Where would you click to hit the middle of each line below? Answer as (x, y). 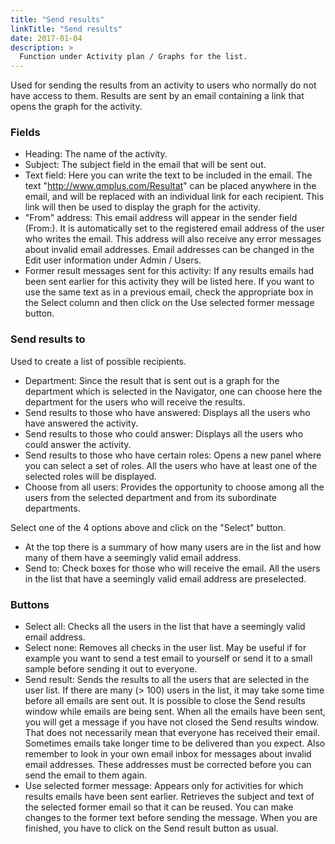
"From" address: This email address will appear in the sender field (161, 218)
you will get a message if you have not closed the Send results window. (172, 722)
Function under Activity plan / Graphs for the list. (133, 57)
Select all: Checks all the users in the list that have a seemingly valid (165, 627)
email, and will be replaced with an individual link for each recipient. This (174, 197)
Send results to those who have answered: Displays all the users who (167, 412)
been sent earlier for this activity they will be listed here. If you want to (169, 282)
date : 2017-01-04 (46, 38)
